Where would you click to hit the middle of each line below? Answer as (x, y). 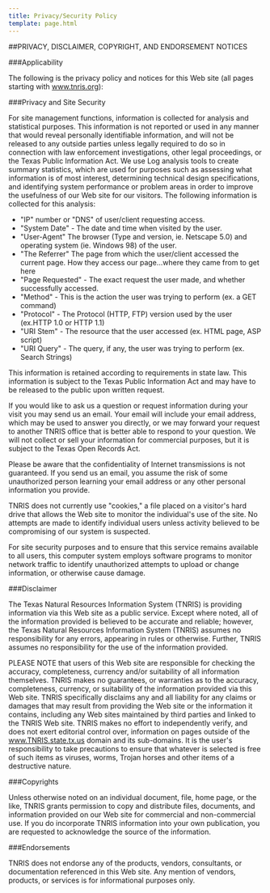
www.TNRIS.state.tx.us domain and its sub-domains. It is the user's (120, 740)
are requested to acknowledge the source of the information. (110, 832)
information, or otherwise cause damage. (77, 573)
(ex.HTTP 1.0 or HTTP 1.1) (62, 322)
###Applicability (36, 62)
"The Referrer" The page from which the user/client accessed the (129, 254)
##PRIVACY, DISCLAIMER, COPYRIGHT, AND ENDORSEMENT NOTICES (128, 46)
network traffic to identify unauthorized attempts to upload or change (124, 564)
